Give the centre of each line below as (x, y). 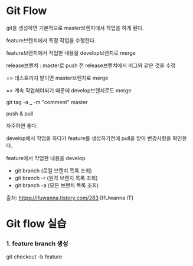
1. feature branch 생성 (37, 244)
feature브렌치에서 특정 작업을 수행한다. (51, 40)
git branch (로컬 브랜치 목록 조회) (53, 170)
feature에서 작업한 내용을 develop (46, 158)
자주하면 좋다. (22, 125)
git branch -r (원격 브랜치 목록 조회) (56, 178)
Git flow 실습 (36, 224)
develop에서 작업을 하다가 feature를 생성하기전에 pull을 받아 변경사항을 (89, 138)
